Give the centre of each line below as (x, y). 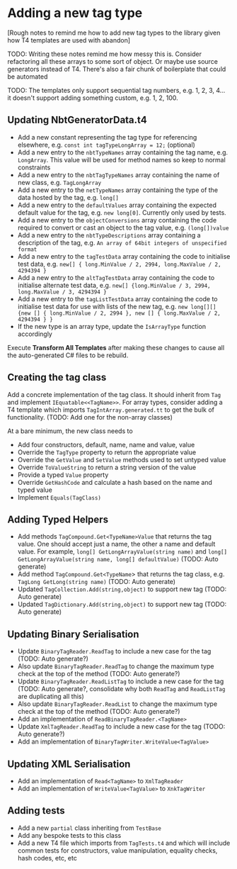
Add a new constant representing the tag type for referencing (107, 137)
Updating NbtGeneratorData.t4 (77, 120)
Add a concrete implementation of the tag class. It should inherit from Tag (114, 394)
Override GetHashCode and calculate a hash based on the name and (115, 482)
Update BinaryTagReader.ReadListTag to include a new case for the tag (121, 681)
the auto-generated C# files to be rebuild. (68, 355)
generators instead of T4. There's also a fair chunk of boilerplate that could (117, 69)
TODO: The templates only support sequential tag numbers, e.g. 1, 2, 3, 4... (116, 90)
